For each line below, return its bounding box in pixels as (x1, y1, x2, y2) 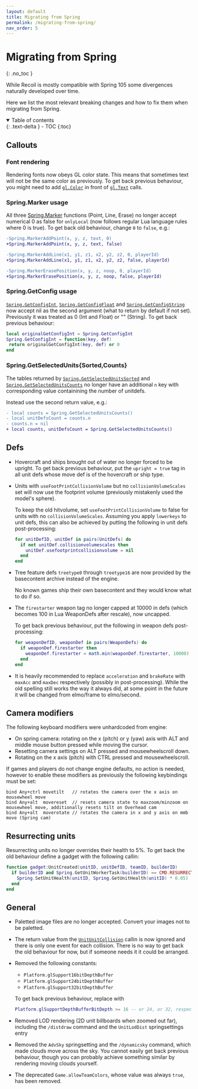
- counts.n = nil (6, 421, 49, 427)
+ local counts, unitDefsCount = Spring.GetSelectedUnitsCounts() (6, 427, 173, 433)
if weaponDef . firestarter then (20, 645, 97, 651)
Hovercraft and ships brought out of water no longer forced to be (14, 458, 173, 466)
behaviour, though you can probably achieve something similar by (14, 1054, 175, 1061)
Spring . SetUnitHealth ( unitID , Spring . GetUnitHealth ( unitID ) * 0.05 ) (16, 875, 189, 881)
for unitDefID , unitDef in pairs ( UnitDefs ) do (14, 536, 131, 542)
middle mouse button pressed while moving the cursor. (14, 741, 148, 748)
